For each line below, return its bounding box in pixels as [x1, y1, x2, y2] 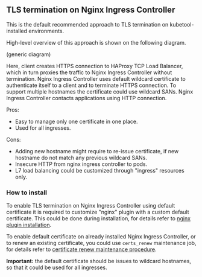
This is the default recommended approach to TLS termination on [6, 21, 169, 28]
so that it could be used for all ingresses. [6, 264, 107, 271]
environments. [28, 27, 65, 34]
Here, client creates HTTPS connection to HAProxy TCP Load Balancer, [6, 62, 183, 69]
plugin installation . [6, 221, 52, 229]
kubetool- [169, 21, 194, 28]
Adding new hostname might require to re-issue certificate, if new [14, 147, 179, 154]
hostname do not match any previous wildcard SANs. [14, 154, 148, 161]
